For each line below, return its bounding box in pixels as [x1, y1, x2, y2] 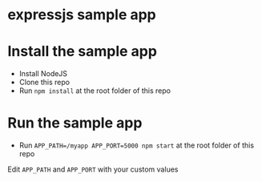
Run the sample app [7, 114, 143, 132]
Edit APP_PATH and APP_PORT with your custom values [7, 164, 179, 174]
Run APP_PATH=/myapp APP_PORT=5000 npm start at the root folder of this [18, 140, 254, 150]
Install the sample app [7, 42, 158, 61]
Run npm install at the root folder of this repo [18, 86, 171, 95]
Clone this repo [18, 78, 70, 87]
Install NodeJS [18, 69, 68, 79]
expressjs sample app [7, 6, 157, 24]
